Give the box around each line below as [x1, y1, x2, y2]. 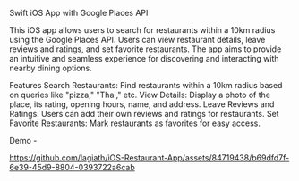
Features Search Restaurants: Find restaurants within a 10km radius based [9, 80, 283, 90]
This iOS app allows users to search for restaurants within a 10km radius [9, 25, 276, 35]
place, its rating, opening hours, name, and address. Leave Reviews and [9, 99, 275, 110]
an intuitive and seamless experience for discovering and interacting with [9, 53, 279, 63]
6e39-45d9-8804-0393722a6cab [9, 162, 136, 172]
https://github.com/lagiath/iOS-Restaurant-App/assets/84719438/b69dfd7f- [9, 152, 290, 163]
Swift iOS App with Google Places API [9, 8, 149, 18]
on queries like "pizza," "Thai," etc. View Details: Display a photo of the [9, 89, 271, 100]
